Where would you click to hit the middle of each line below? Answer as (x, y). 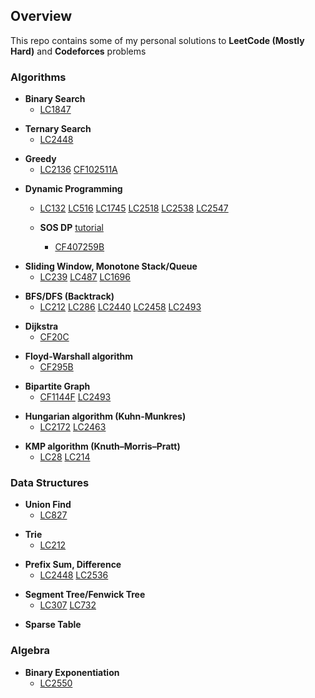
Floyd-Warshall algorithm (79, 356)
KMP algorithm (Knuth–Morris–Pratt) (102, 446)
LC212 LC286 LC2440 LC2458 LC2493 (120, 307)
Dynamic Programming (73, 189)
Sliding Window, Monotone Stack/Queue (111, 266)
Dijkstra (41, 326)
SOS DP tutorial (71, 228)
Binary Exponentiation (72, 672)
